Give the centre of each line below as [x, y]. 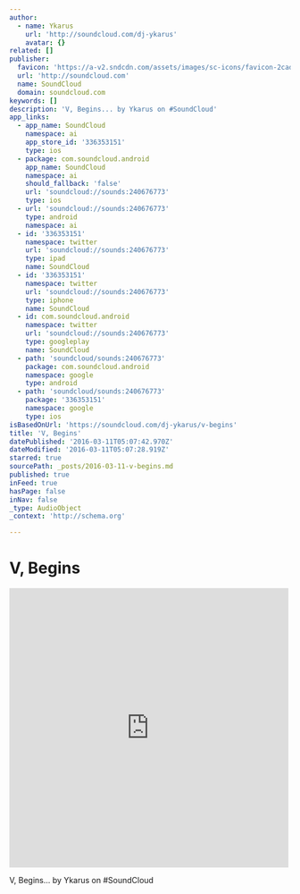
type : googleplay [58, 342]
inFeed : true [33, 483]
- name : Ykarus [46, 26]
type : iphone [50, 300]
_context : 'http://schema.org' [67, 516]
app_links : [29, 117]
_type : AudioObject [46, 508]
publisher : [29, 59]
